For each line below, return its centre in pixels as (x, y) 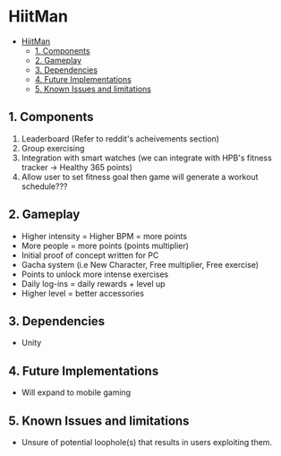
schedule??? (44, 186)
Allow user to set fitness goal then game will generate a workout (140, 176)
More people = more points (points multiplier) (105, 245)
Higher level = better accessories (83, 293)
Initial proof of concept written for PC (90, 255)
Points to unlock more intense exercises (95, 274)
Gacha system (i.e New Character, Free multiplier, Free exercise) (140, 264)
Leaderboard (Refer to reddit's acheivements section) (120, 138)
